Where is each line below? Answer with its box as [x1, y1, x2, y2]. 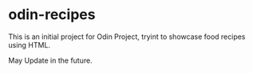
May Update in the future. [8, 56, 93, 65]
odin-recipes [8, 6, 96, 24]
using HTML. [8, 40, 50, 49]
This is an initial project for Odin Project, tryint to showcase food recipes [8, 32, 246, 41]
